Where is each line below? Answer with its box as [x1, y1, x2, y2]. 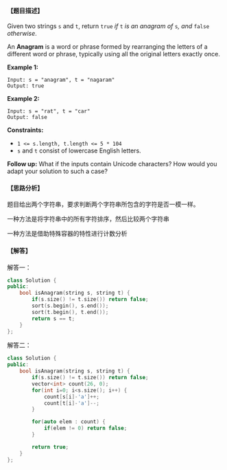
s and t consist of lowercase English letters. [16, 146, 142, 155]
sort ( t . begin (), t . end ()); [32, 309, 109, 315]
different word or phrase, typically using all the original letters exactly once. [7, 50, 221, 58]
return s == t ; [32, 315, 75, 322]
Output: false [7, 114, 48, 121]
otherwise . [7, 30, 38, 38]
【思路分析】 [7, 183, 43, 192]
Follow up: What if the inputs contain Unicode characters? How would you [7, 160, 217, 168]
